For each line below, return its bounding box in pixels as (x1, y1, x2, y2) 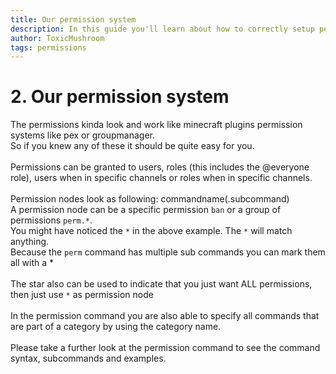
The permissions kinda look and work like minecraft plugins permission (10, 119, 303, 131)
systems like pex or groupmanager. (10, 129, 155, 141)
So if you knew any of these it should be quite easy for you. (10, 140, 255, 152)
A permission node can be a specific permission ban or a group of (10, 204, 282, 216)
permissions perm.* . (10, 214, 93, 226)
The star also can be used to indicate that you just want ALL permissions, (10, 278, 313, 290)
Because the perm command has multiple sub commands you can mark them (10, 246, 326, 258)
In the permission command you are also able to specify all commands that (10, 310, 320, 322)
